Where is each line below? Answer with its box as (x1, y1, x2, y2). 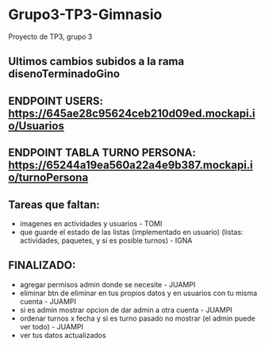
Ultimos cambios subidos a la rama (8, 55, 185, 68)
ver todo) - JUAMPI (19, 321, 83, 331)
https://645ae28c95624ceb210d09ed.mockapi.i (8, 106, 255, 120)
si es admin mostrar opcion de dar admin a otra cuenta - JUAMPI (19, 305, 232, 314)
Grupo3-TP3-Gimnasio (8, 6, 163, 24)
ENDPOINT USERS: (8, 94, 104, 108)
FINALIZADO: (8, 259, 76, 272)
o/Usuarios (8, 119, 65, 133)
